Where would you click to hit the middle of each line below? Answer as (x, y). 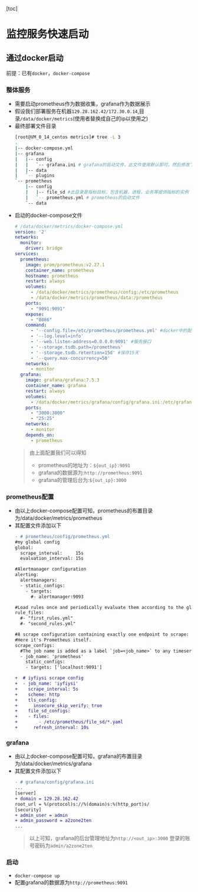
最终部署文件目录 (35, 126)
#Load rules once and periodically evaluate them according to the (99, 607)
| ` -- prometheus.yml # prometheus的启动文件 (83, 197)
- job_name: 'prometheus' (52, 656)
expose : (35, 314)
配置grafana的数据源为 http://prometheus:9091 (71, 883)
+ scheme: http (37, 694)
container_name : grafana (56, 386)
